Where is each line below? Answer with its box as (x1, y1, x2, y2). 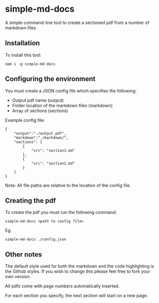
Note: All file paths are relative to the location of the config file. (5, 182, 131, 188)
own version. (5, 274, 31, 280)
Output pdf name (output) (12, 97, 64, 103)
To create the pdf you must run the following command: (5, 210, 117, 215)
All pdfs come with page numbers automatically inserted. (5, 283, 120, 289)
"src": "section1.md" (31, 148, 76, 153)
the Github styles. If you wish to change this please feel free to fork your (5, 268, 150, 275)
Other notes (5, 250, 42, 258)
